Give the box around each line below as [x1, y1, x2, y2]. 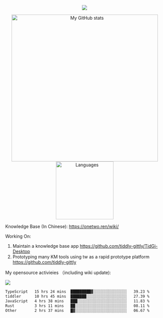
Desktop [12, 248, 30, 254]
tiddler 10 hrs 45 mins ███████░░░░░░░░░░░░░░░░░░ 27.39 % [5, 294, 150, 299]
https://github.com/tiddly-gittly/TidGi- [79, 243, 158, 249]
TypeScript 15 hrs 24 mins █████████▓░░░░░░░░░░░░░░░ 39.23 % [5, 289, 150, 294]
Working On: [5, 233, 31, 239]
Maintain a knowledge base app [12, 243, 79, 249]
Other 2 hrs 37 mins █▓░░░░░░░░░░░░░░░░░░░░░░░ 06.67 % [5, 308, 150, 313]
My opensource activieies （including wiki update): [5, 269, 112, 276]
